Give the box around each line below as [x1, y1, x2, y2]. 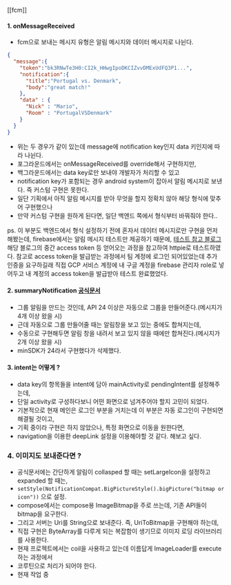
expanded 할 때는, [17, 476, 68, 485]
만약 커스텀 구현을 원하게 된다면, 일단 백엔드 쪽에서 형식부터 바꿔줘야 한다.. [17, 211, 218, 220]
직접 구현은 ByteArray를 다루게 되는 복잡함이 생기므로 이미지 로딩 [17, 527, 193, 535]
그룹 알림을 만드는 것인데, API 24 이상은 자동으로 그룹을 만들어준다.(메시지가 [17, 303, 223, 311]
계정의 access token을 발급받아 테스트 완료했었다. [32, 269, 168, 277]
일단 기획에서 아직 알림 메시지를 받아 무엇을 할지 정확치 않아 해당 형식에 [17, 194, 209, 203]
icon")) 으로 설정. [17, 492, 67, 501]
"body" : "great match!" [25, 84, 91, 91]
